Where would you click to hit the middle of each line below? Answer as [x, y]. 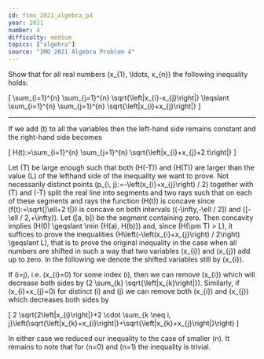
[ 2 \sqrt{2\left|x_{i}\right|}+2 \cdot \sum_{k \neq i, [90, 315]
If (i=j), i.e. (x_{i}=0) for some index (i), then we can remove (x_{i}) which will [132, 275]
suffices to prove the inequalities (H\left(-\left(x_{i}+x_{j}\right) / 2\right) [124, 234]
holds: [18, 82]
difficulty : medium [40, 37]
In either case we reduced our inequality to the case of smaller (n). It [119, 338]
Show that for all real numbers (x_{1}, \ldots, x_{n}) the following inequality [128, 74]
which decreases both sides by [59, 300]
